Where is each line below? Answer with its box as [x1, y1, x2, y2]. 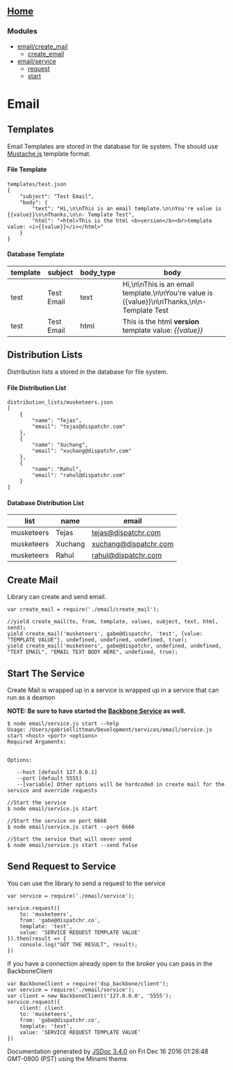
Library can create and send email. [7, 593, 107, 601]
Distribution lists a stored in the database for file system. [7, 368, 169, 376]
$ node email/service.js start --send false [7, 841, 138, 848]
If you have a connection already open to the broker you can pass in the [7, 959, 213, 968]
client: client [19, 1004, 64, 1012]
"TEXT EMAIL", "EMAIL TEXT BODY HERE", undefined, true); [7, 649, 178, 656]
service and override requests [7, 787, 98, 794]
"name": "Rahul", [32, 466, 82, 473]
